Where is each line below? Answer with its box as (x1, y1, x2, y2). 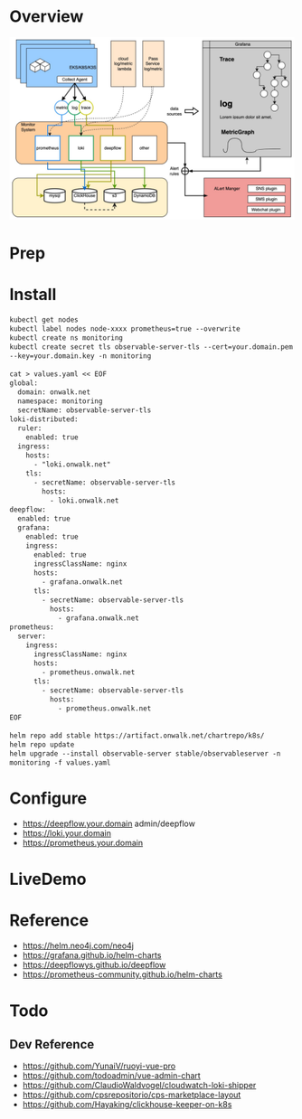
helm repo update (9, 739, 75, 749)
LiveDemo (9, 870, 88, 889)
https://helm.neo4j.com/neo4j (22, 940, 134, 951)
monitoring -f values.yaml (9, 757, 111, 767)
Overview (9, 6, 84, 27)
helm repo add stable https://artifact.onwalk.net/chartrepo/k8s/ (9, 730, 265, 740)
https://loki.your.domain (22, 827, 111, 838)
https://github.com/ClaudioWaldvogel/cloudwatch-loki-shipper (22, 1079, 257, 1090)
